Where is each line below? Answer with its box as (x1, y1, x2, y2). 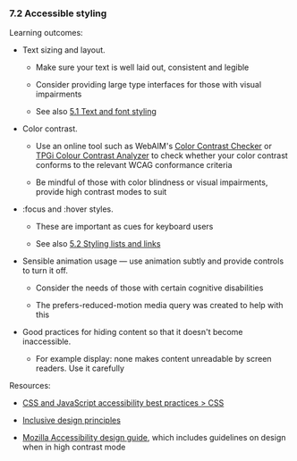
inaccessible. (21, 336, 72, 347)
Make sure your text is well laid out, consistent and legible (35, 62, 250, 73)
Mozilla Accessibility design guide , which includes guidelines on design (21, 432, 286, 443)
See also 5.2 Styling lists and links (35, 239, 161, 249)
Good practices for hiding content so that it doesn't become (21, 327, 243, 338)
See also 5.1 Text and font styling (35, 106, 157, 117)
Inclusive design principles (21, 415, 121, 426)
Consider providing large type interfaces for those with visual (35, 80, 262, 90)
